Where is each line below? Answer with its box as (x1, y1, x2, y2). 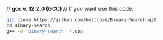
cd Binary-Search (6, 22, 51, 28)
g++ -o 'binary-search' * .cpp (6, 28, 84, 34)
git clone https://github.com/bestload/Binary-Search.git (6, 17, 157, 23)
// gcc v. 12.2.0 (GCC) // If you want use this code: (6, 5, 134, 12)
